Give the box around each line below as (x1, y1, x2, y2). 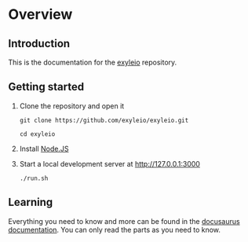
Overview (8, 5, 73, 24)
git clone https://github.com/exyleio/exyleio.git (19, 116, 189, 124)
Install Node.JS (19, 144, 69, 153)
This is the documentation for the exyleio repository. (8, 57, 177, 67)
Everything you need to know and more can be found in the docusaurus (8, 216, 241, 225)
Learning (8, 196, 53, 209)
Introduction (8, 37, 71, 50)
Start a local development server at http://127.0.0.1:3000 (19, 159, 200, 168)
